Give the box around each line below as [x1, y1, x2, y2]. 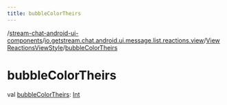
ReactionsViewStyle [7, 43, 64, 51]
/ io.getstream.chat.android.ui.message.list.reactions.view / [42, 36, 206, 45]
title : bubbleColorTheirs [7, 10, 81, 17]
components [7, 36, 43, 45]
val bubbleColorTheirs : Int [7, 90, 80, 98]
